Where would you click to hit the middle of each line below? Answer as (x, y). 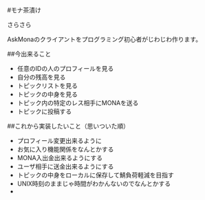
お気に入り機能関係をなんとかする (65, 149)
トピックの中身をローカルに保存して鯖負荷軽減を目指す (95, 175)
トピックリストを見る (47, 86)
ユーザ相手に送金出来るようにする (65, 166)
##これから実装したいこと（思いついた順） (68, 126)
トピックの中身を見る (47, 94)
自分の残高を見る (41, 77)
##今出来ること (29, 54)
